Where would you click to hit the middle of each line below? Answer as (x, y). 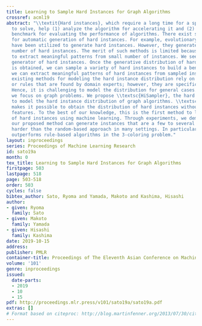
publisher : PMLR (26, 252)
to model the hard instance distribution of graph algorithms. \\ (96, 101)
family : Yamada (31, 224)
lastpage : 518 (24, 174)
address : (17, 247)
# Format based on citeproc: (43, 314)
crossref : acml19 (28, 17)
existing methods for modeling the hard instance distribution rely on (103, 79)
